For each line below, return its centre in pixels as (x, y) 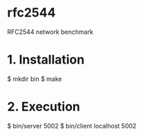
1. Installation (46, 60)
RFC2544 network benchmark (50, 32)
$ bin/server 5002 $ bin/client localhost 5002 (72, 126)
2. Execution (44, 107)
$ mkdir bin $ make (35, 79)
